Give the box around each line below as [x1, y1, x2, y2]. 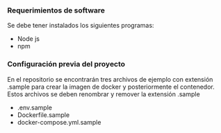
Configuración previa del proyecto [7, 60, 126, 69]
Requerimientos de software [7, 6, 106, 15]
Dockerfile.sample [17, 110, 70, 119]
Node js [17, 35, 40, 43]
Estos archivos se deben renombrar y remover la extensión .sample [7, 89, 200, 98]
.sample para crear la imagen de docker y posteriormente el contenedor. [7, 82, 215, 91]
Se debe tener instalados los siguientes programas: [7, 21, 154, 30]
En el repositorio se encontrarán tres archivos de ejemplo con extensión [7, 75, 213, 83]
